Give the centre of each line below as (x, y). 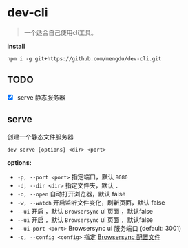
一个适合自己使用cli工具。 (61, 32)
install (16, 46)
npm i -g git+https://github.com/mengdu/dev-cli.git (84, 59)
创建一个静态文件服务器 (40, 137)
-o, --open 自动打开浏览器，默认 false (71, 194)
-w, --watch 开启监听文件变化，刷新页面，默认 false (91, 202)
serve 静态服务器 (41, 97)
